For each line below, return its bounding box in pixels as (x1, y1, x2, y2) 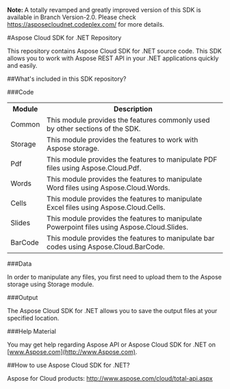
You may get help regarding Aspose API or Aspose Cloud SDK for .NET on (7, 340, 216, 349)
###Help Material (7, 327, 57, 335)
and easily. (7, 62, 38, 69)
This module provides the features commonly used (47, 116, 210, 125)
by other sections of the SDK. (47, 124, 141, 133)
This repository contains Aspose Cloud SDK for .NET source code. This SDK (7, 47, 222, 55)
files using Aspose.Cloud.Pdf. (47, 164, 142, 173)
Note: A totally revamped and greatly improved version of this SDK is (7, 6, 201, 14)
